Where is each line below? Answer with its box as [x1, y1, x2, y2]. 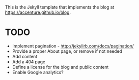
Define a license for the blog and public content [12, 64, 109, 70]
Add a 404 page [12, 59, 46, 65]
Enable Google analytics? [12, 69, 64, 75]
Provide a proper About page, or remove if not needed [12, 48, 122, 54]
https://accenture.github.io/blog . [5, 9, 71, 15]
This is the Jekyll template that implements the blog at [5, 4, 114, 10]
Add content [12, 53, 38, 59]
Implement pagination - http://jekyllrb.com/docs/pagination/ [12, 43, 134, 49]
